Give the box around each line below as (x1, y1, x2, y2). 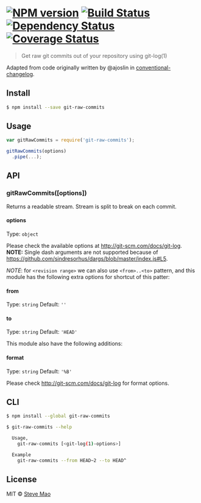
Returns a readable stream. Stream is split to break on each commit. (6, 203, 177, 210)
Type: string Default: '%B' (6, 367, 72, 375)
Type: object (6, 230, 38, 237)
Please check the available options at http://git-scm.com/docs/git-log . (6, 242, 183, 249)
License (6, 474, 37, 485)
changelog (6, 70, 33, 77)
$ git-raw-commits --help (6, 424, 72, 431)
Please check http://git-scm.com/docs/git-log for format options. (6, 379, 169, 387)
